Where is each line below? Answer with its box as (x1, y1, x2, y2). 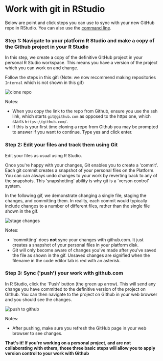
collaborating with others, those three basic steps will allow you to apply (5, 345, 156, 351)
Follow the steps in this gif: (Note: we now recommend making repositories (5, 75, 156, 81)
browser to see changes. (12, 330, 63, 336)
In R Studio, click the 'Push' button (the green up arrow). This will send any (5, 281, 156, 287)
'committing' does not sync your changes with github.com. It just (12, 237, 144, 243)
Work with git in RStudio (5, 3, 105, 15)
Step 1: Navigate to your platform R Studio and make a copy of (5, 37, 155, 44)
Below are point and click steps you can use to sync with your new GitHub (5, 20, 155, 26)
